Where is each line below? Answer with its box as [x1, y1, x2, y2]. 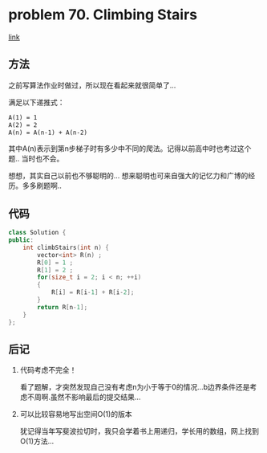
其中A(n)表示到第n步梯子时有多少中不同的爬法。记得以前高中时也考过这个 [8, 144, 252, 153]
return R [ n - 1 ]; [37, 303, 88, 311]
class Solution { [8, 229, 67, 237]
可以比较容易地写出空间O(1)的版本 [19, 410, 132, 419]
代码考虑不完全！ [19, 365, 77, 375]
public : [8, 236, 34, 244]
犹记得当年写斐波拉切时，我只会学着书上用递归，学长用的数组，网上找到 [19, 426, 259, 436]
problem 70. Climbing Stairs [8, 6, 198, 24]
